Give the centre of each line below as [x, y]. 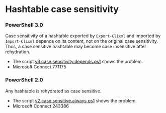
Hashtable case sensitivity [62, 9]
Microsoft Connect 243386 [41, 106]
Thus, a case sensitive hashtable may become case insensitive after [76, 47]
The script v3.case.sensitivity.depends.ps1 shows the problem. [78, 62]
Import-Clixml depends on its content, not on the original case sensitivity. [82, 41]
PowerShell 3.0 [24, 25]
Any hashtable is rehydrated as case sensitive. [53, 91]
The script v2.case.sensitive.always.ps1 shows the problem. [75, 100]
